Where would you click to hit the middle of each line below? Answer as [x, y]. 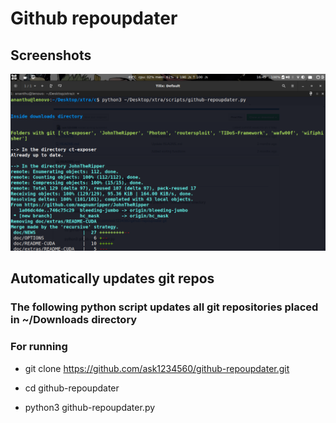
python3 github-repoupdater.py [90, 407]
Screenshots [51, 55]
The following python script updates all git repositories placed [164, 307]
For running [39, 347]
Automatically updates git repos [112, 278]
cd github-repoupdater [72, 388]
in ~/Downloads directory [74, 320]
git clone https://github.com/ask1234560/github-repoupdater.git [157, 368]
